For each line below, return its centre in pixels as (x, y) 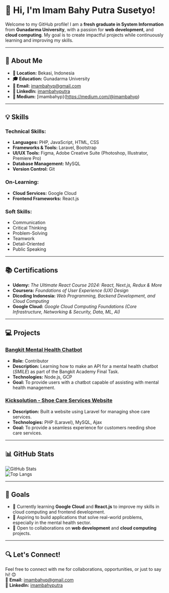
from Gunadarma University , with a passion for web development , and (79, 29)
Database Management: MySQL (46, 164)
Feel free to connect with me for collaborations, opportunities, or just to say (83, 569)
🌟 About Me (24, 61)
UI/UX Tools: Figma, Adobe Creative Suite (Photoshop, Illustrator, (80, 153)
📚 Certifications (32, 271)
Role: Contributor (30, 361)
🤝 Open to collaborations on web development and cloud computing (84, 528)
